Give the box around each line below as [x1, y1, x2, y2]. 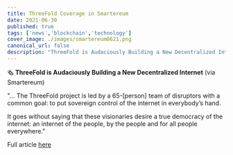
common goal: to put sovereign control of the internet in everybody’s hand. [7, 98, 221, 107]
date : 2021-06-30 [7, 17, 58, 24]
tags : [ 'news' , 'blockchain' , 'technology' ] [7, 29, 132, 37]
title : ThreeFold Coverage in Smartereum [7, 10, 129, 17]
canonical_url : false [7, 42, 70, 49]
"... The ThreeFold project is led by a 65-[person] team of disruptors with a [7, 91, 221, 100]
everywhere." [7, 127, 46, 135]
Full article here [7, 140, 52, 149]
